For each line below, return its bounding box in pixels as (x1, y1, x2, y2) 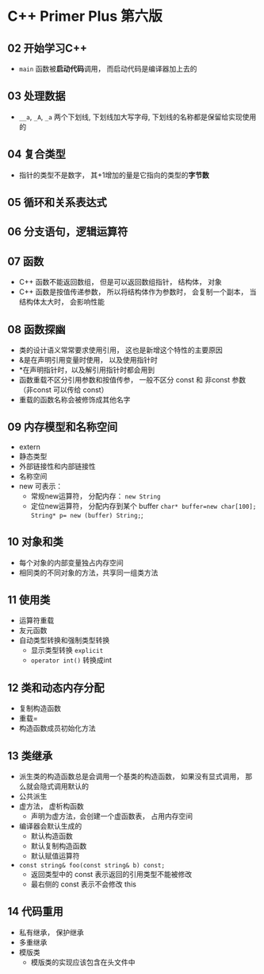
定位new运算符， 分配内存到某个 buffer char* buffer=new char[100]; (30, 501, 257, 510)
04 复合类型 (7, 148, 67, 161)
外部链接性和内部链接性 (18, 461, 96, 471)
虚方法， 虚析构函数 (18, 801, 84, 811)
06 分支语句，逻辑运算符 (7, 225, 128, 239)
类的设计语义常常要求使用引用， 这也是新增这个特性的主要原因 (18, 345, 223, 355)
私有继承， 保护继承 (18, 927, 84, 937)
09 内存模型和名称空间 (7, 421, 118, 434)
